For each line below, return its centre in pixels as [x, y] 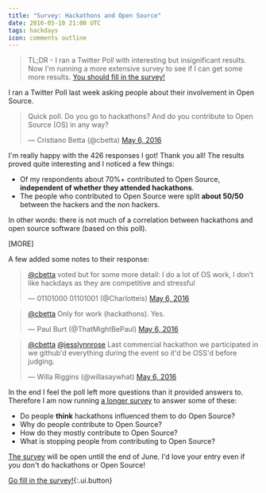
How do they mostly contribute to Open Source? [98, 433]
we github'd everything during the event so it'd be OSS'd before [132, 353]
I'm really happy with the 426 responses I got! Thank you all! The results [126, 156]
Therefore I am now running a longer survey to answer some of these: [123, 401]
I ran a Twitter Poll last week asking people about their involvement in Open [131, 93]
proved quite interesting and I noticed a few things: [91, 164]
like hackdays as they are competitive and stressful [112, 283]
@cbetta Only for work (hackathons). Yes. [96, 314]
